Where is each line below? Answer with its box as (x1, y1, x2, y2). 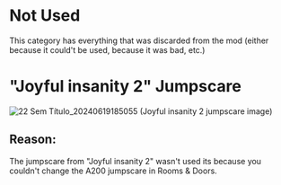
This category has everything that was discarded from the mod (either (9, 35, 269, 46)
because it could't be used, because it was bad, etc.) (9, 44, 206, 55)
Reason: (9, 132, 57, 147)
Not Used (9, 5, 81, 26)
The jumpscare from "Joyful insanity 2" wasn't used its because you (9, 155, 262, 166)
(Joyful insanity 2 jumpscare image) (139, 105, 273, 117)
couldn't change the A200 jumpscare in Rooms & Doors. (9, 165, 217, 176)
